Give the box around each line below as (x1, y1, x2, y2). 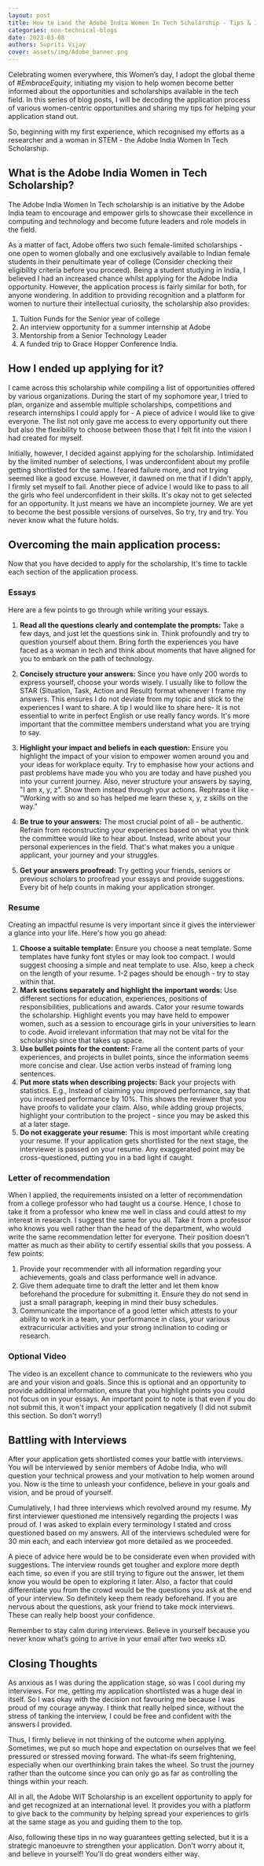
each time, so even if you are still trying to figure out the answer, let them (8, 1569, 245, 1578)
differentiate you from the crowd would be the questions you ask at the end (8, 1585, 252, 1595)
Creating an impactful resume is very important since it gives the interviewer (8, 920, 255, 930)
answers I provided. (8, 1719, 72, 1730)
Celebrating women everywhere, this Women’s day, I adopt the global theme (8, 70, 255, 79)
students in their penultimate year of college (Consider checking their (8, 257, 233, 266)
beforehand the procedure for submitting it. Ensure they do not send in (19, 1289, 249, 1299)
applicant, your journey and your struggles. (19, 850, 159, 860)
